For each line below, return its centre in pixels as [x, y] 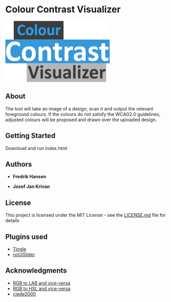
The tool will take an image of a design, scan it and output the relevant [79, 108]
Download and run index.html [36, 148]
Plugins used [26, 237]
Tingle [19, 249]
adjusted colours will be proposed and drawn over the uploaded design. [81, 120]
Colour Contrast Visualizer [63, 10]
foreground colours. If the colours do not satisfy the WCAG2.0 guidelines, [83, 114]
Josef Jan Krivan [31, 186]
